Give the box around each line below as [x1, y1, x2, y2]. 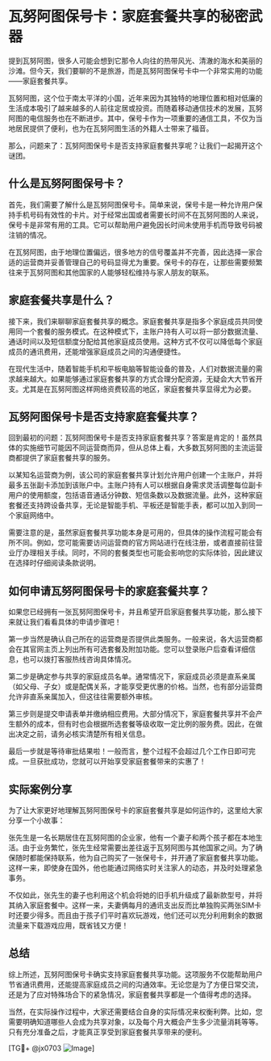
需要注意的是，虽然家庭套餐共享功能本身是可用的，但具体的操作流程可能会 [8, 528, 256, 537]
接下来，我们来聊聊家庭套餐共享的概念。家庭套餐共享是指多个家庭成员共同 [8, 316, 256, 326]
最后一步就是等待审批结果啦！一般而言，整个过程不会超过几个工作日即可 [8, 747, 248, 756]
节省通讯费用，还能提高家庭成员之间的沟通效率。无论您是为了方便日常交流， [8, 979, 263, 989]
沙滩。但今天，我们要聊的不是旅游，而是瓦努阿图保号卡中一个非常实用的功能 [8, 65, 263, 75]
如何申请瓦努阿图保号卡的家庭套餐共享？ [8, 583, 210, 598]
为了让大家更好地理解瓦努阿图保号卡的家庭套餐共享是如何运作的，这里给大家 [8, 806, 263, 815]
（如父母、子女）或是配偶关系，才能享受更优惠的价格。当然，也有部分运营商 [8, 682, 263, 692]
